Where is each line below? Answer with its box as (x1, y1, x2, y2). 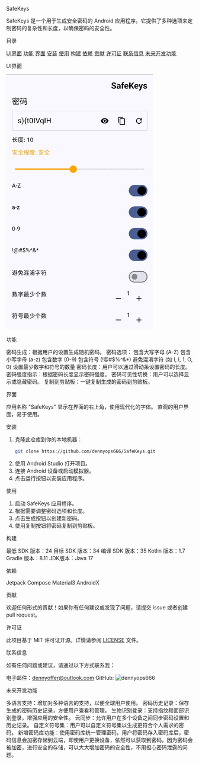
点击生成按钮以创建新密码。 (14, 515, 83, 522)
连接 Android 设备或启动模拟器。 (14, 467, 95, 474)
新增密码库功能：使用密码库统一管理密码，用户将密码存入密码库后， (17, 728, 184, 736)
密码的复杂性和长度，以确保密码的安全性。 (11, 25, 115, 31)
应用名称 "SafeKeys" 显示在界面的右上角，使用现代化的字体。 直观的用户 (6, 403, 184, 410)
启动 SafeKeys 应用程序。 (14, 500, 78, 507)
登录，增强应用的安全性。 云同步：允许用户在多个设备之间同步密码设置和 (11, 714, 190, 721)
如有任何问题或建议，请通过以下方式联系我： (6, 662, 115, 669)
